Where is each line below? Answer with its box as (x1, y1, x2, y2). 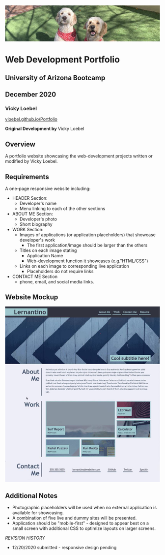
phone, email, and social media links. (19, 278, 94, 284)
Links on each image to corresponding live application (19, 263, 129, 269)
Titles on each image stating (19, 247, 77, 253)
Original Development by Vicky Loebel (5, 126, 84, 132)
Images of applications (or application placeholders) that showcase (19, 232, 156, 238)
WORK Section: (12, 226, 44, 232)
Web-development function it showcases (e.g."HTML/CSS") (27, 258, 148, 264)
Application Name (27, 252, 63, 258)
